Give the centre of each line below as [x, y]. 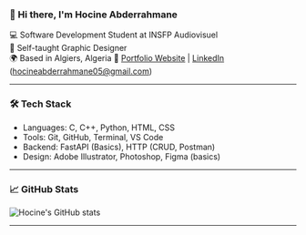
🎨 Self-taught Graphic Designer [68, 48]
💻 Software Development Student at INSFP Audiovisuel [114, 35]
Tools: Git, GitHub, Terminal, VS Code [93, 137]
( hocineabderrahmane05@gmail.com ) [81, 71]
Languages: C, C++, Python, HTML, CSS [99, 128]
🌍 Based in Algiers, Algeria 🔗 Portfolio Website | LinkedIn [117, 58]
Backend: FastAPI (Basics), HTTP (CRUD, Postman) [119, 147]
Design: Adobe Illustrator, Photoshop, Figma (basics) [122, 156]
